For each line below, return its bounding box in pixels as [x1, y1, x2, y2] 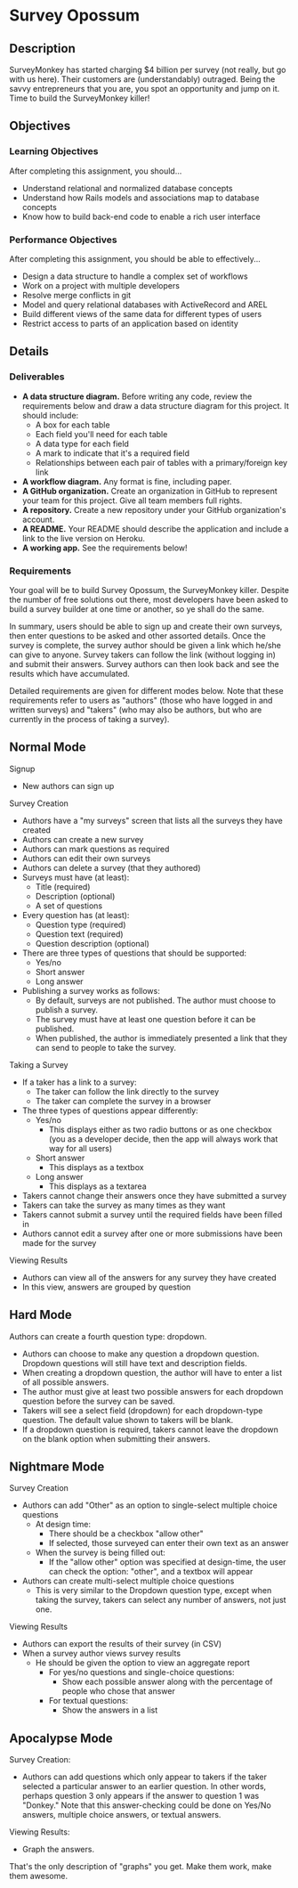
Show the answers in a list [61, 1705, 158, 1715]
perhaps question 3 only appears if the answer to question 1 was [21, 1791, 260, 1802]
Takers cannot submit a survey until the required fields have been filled [21, 1208, 283, 1220]
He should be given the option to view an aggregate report [35, 1657, 251, 1668]
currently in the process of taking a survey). [9, 713, 170, 724]
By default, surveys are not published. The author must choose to [35, 995, 276, 1005]
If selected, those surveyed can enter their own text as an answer [48, 1538, 289, 1549]
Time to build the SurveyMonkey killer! [9, 93, 150, 103]
